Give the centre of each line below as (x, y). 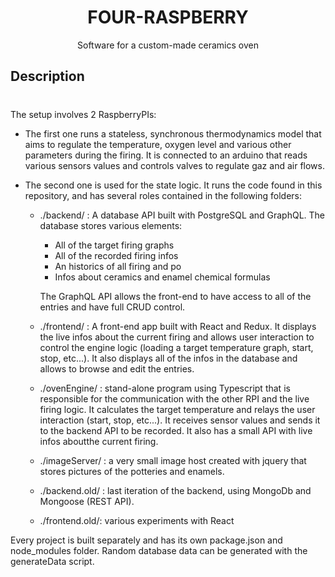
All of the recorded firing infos (116, 255)
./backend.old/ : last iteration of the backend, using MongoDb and (175, 490)
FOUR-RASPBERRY (168, 17)
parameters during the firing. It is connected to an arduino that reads (166, 155)
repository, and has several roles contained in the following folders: (163, 195)
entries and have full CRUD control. (112, 307)
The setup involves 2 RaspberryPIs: (83, 114)
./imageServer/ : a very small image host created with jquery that (173, 460)
